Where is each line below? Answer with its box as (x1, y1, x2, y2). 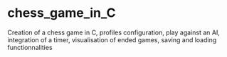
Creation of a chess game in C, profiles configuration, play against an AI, (7, 28, 221, 37)
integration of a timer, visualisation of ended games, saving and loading (7, 35, 217, 44)
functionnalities (7, 43, 53, 51)
